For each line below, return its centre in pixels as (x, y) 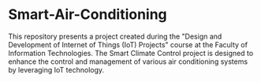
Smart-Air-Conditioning (88, 15)
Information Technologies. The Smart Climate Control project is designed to (131, 53)
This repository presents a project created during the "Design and (115, 36)
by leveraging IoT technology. (56, 69)
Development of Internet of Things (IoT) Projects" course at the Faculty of (128, 44)
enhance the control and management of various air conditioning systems (128, 61)
